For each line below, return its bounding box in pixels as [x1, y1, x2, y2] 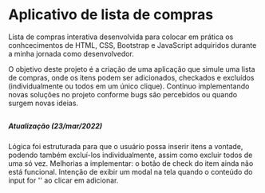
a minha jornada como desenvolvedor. [8, 49, 134, 58]
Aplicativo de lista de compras [8, 6, 214, 24]
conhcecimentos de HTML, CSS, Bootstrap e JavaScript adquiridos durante [8, 40, 257, 49]
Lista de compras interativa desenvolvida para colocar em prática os [8, 32, 234, 41]
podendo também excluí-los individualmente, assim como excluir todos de [8, 150, 253, 160]
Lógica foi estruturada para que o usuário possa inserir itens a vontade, [8, 141, 243, 151]
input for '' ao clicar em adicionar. [8, 175, 119, 185]
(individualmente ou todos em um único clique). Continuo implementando [8, 81, 250, 91]
